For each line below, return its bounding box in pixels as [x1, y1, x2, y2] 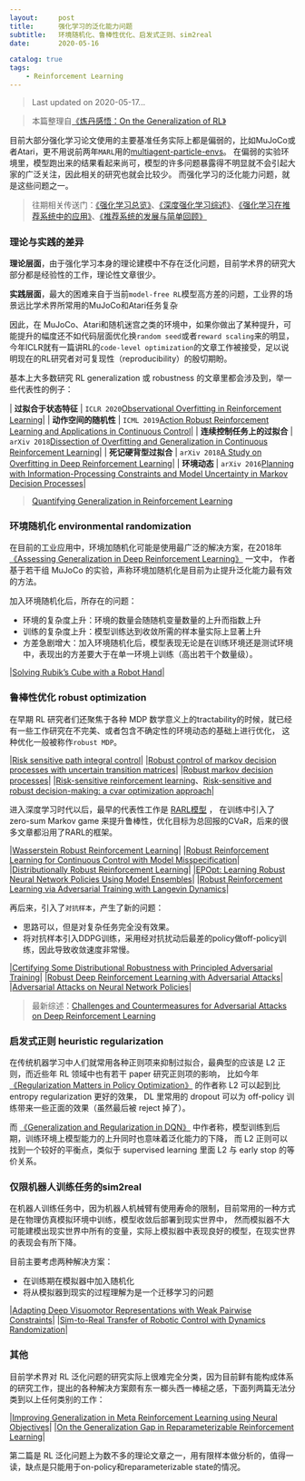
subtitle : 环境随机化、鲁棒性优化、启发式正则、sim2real [9, 30, 213, 39]
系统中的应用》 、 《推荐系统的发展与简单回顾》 [39, 211, 207, 221]
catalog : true [9, 55, 64, 64]
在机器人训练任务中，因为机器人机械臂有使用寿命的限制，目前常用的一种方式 [9, 1203, 296, 1214]
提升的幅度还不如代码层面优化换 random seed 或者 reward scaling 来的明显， [16, 330, 294, 341]
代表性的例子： [16, 384, 74, 395]
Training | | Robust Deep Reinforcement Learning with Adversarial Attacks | [9, 972, 284, 983]
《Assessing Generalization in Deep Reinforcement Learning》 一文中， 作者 [9, 554, 296, 564]
